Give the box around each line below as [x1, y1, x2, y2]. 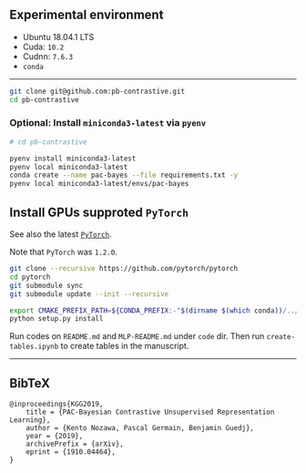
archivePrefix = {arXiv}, [25, 439, 125, 449]
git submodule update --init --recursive [9, 289, 169, 299]
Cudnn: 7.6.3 [22, 50, 74, 62]
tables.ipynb [9, 342, 59, 352]
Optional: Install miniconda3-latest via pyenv [9, 117, 207, 129]
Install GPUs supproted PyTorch [9, 204, 189, 220]
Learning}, [9, 416, 51, 425]
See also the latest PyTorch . [9, 229, 112, 240]
